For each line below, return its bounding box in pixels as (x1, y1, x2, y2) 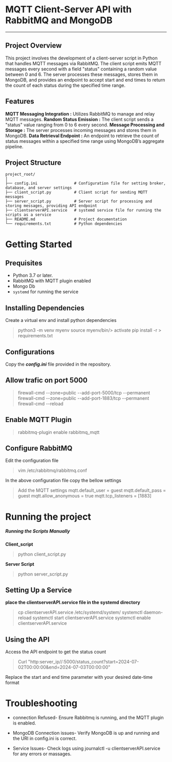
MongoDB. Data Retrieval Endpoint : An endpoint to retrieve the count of (5, 132, 160, 139)
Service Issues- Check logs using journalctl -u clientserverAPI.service (12, 746, 161, 752)
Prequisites (5, 258, 42, 268)
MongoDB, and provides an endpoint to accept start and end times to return (5, 77, 165, 83)
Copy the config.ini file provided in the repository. (5, 361, 112, 367)
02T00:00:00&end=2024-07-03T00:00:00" (17, 664, 111, 671)
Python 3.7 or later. (12, 272, 53, 278)
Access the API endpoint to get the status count (5, 649, 106, 655)
